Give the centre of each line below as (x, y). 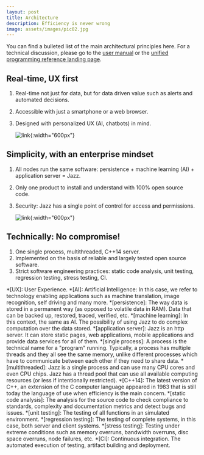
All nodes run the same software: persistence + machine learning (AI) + (105, 169)
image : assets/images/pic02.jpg (47, 29)
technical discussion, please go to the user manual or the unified (87, 53)
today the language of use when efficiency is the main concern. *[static (96, 393)
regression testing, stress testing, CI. (61, 277)
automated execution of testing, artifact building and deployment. (88, 445)
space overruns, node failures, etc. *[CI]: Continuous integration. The (93, 439)
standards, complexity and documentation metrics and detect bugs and (96, 406)
